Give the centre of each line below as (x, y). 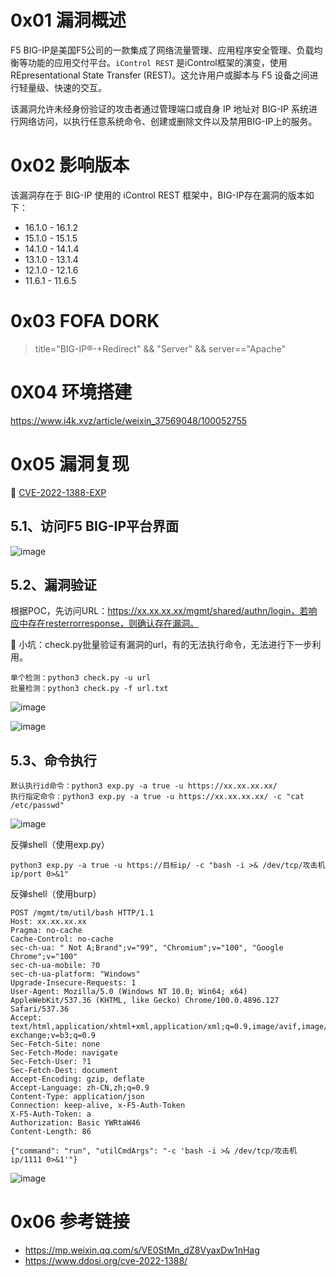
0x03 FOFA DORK (85, 321)
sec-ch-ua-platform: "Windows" (75, 974)
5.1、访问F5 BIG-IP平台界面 (94, 526)
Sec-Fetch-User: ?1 (51, 1062)
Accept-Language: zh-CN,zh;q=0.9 (80, 1088)
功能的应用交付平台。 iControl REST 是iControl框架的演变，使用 (157, 62)
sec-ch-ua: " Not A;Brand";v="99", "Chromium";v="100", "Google (147, 948)
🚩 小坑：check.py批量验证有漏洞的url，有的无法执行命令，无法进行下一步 (161, 645)
